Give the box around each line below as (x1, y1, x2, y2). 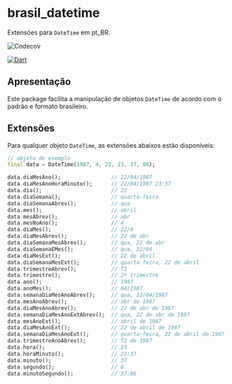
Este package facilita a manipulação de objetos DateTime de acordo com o (7, 94, 222, 103)
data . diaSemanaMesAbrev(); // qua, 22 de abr (7, 239, 165, 247)
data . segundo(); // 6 (7, 364, 124, 371)
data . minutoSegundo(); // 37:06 (7, 370, 137, 377)
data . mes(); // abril (7, 206, 137, 214)
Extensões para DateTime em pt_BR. (7, 28, 110, 37)
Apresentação (7, 76, 72, 88)
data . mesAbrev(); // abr (7, 213, 131, 220)
